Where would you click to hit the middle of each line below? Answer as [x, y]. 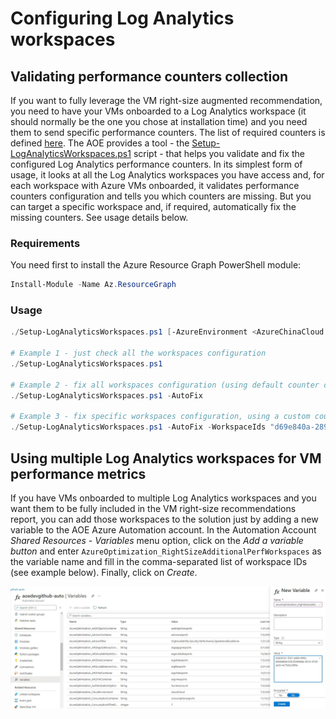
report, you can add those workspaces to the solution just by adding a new [164, 519]
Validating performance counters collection [149, 76]
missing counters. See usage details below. [99, 217]
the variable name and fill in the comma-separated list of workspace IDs [159, 562]
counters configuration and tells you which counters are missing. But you [161, 196]
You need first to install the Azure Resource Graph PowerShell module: [156, 265]
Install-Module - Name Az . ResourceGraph [93, 285]
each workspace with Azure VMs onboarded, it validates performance [155, 185]
